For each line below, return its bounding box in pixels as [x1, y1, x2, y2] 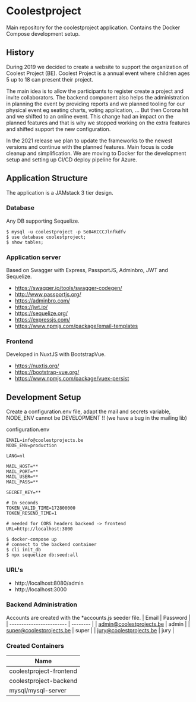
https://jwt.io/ [14, 304, 48, 311]
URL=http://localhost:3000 [6, 526, 73, 532]
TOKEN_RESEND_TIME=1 [6, 510, 58, 516]
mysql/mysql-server [9, 687, 67, 695]
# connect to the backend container [6, 542, 97, 548]
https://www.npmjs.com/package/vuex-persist [14, 375, 129, 382]
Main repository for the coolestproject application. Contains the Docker [6, 24, 180, 31]
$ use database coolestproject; [6, 234, 86, 240]
